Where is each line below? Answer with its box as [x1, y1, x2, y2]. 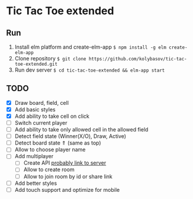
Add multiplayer [14, 153, 54, 160]
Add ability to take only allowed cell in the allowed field [14, 126, 149, 133]
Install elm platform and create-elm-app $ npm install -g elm [14, 43, 167, 50]
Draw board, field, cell [14, 99, 69, 106]
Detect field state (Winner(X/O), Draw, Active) [14, 133, 126, 140]
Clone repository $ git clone [14, 55, 87, 62]
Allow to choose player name [14, 146, 86, 153]
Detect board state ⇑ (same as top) [14, 139, 102, 146]
